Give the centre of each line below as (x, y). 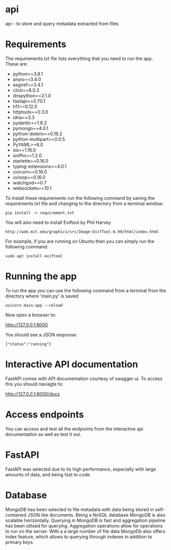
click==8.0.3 (26, 90)
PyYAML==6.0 (28, 144)
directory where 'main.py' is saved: (42, 296)
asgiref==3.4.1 (28, 84)
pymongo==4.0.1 (30, 128)
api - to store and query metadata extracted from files (62, 24)
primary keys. (20, 542)
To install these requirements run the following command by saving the (80, 198)
